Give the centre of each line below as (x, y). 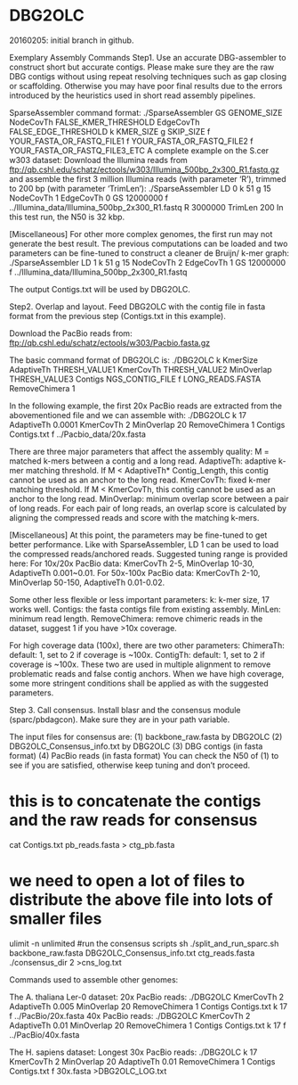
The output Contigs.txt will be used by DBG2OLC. (100, 289)
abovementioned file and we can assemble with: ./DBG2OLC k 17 (128, 415)
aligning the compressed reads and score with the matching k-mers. (134, 517)
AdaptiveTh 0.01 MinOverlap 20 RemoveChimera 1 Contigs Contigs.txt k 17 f (148, 1025)
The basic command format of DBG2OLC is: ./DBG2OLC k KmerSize (133, 360)
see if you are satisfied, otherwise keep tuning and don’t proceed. (130, 765)
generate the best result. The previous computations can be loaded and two (149, 243)
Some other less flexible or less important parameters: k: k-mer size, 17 (139, 599)
